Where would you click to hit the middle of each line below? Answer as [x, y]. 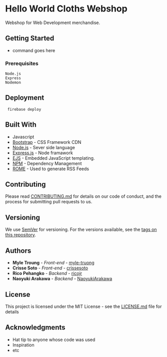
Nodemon [13, 83]
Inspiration [23, 345]
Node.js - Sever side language [43, 147]
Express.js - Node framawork [43, 153]
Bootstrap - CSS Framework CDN [47, 142]
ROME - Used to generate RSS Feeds [50, 169]
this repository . [21, 235]
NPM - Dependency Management [47, 163]
